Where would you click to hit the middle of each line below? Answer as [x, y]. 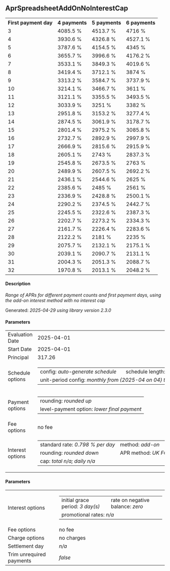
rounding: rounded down [69, 453]
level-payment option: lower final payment [91, 409]
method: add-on [140, 445]
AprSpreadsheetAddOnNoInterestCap [67, 8]
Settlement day [26, 546]
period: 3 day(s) [81, 507]
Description [18, 284]
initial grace [75, 500]
